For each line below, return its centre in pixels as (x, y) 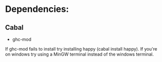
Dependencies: (37, 9)
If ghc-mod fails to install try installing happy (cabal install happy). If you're (81, 49)
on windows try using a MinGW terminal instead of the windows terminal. (80, 54)
